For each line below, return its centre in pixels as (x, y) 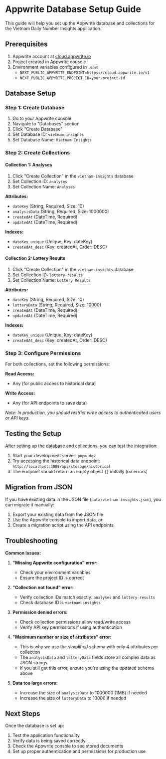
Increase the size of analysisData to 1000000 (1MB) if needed (83, 692)
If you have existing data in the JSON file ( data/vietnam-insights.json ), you (83, 499)
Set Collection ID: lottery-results (48, 275)
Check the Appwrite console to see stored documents (68, 746)
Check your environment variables (55, 572)
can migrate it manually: (30, 504)
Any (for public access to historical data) (54, 384)
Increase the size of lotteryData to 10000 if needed (73, 698)
